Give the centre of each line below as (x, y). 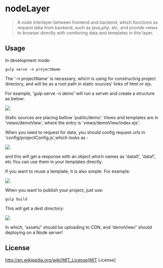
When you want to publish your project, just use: (54, 190)
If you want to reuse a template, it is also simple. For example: (68, 171)
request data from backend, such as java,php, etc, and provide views (87, 27)
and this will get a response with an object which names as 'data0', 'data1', (81, 156)
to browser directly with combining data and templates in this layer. (85, 33)
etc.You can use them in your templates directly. (54, 162)
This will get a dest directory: (34, 208)
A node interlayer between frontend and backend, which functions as (87, 22)
